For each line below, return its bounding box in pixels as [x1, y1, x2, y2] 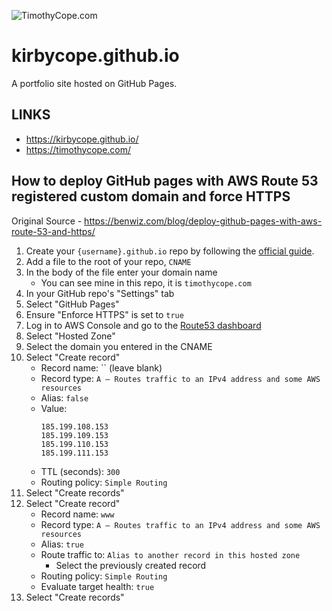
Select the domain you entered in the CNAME [25, 340, 213, 352]
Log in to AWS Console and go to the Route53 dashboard [25, 319, 262, 331]
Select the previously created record [55, 559, 207, 571]
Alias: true [40, 538, 84, 550]
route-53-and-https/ [11, 225, 96, 237]
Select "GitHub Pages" [25, 298, 120, 310]
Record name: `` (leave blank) [40, 361, 163, 374]
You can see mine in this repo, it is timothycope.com [40, 276, 252, 289]
